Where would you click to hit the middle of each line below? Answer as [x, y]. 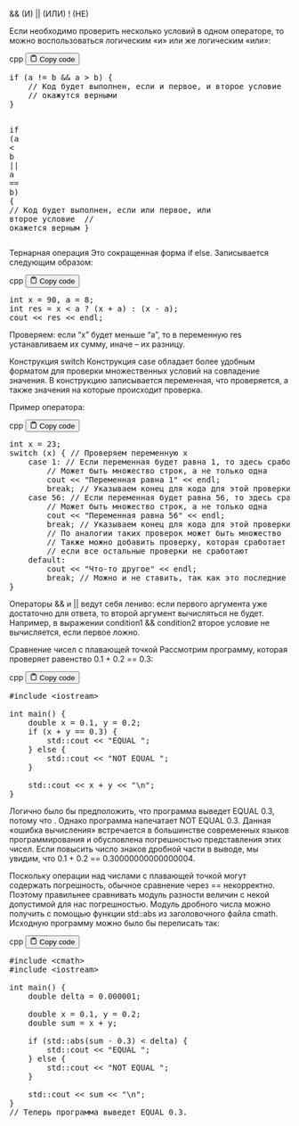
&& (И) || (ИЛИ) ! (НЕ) [49, 14]
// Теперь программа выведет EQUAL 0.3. [99, 1112]
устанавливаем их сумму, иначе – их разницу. [97, 344]
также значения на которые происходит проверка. [106, 390]
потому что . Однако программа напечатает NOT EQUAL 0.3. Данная [140, 821]
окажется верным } [49, 228]
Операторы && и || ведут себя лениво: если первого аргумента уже [138, 604]
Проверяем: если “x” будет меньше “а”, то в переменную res [125, 334]
